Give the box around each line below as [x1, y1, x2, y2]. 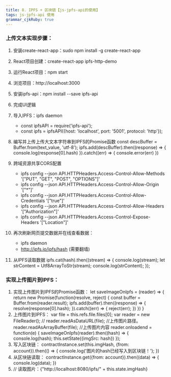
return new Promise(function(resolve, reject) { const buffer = [13, 294, 141, 300]
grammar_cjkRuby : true [6, 17, 54, 22]
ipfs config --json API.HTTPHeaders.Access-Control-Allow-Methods [20, 170, 165, 177]
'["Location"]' [40, 219, 69, 225]
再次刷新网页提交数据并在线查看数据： [13, 230, 94, 236]
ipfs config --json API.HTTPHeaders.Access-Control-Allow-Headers [20, 203, 164, 209]
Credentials [20, 197, 45, 204]
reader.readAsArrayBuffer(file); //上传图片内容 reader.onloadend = [13, 324, 152, 330]
